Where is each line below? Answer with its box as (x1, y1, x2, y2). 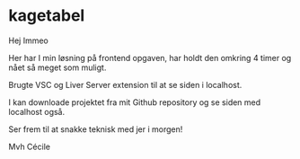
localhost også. (8, 106, 66, 117)
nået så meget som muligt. (8, 62, 107, 73)
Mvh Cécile (8, 141, 51, 152)
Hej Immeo (8, 35, 49, 46)
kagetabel (8, 5, 85, 26)
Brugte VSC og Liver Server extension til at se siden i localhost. (8, 79, 243, 90)
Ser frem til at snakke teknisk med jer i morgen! (8, 123, 183, 135)
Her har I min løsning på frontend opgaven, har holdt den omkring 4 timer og (8, 52, 292, 63)
